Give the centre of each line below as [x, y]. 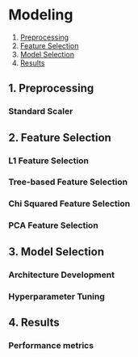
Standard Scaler [41, 111]
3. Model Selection [56, 252]
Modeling [41, 15]
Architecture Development [62, 275]
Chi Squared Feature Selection [69, 204]
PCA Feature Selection [53, 225]
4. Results [34, 322]
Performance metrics [51, 345]
